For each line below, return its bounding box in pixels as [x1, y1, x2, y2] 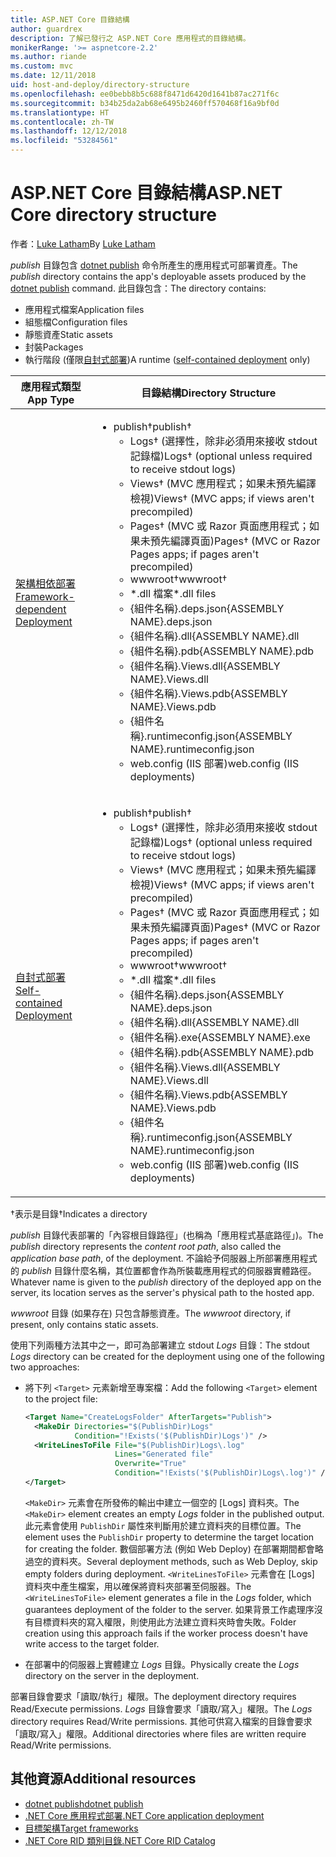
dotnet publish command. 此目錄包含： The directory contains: [10, 282, 267, 294]
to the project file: [24, 1392, 98, 1405]
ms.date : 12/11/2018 [10, 71, 97, 81]
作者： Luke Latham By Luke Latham [10, 237, 156, 250]
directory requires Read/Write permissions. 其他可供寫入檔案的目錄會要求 [10, 1715, 313, 1727]
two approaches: [10, 1361, 80, 1373]
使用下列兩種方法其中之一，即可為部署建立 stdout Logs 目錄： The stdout [10, 1339, 310, 1351]
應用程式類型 [20, 379, 82, 393]
